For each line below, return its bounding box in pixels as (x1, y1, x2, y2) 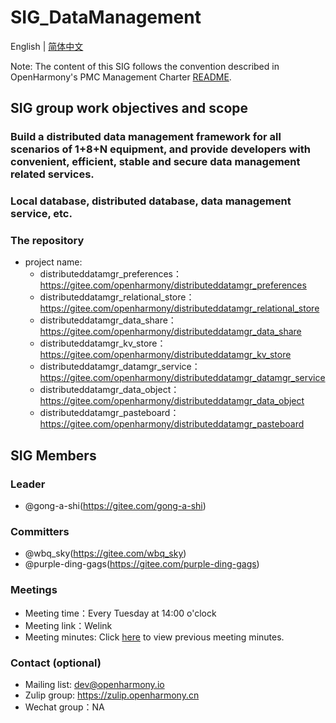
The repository (10, 234, 85, 248)
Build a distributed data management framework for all (10, 130, 282, 144)
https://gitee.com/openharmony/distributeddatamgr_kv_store (39, 349, 292, 361)
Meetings (10, 583, 58, 597)
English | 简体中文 (10, 40, 84, 52)
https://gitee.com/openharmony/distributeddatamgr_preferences (39, 279, 307, 291)
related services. (10, 167, 95, 181)
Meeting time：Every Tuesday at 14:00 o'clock (24, 607, 217, 619)
